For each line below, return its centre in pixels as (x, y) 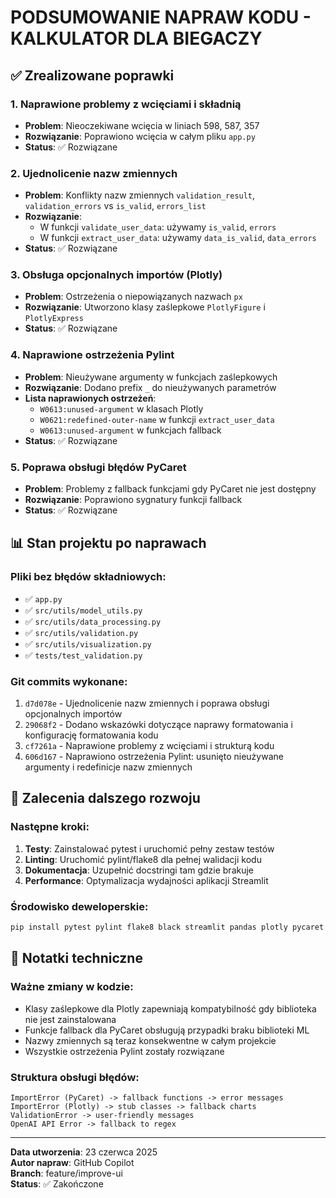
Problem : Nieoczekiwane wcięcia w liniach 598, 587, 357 (142, 125)
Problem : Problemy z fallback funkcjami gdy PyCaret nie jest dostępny (170, 489)
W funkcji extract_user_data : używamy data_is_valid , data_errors (178, 238)
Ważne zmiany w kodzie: (72, 987)
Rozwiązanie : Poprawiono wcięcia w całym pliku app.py (140, 136)
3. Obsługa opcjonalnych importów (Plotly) (116, 275)
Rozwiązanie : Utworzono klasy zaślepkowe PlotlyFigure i (145, 307)
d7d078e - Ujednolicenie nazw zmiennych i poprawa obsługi (147, 703)
